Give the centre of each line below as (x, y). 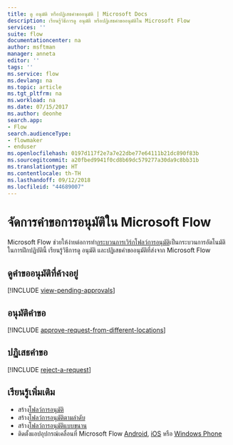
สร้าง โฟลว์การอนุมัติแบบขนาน (52, 425)
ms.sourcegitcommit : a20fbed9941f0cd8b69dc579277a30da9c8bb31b (103, 160)
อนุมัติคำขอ (27, 312)
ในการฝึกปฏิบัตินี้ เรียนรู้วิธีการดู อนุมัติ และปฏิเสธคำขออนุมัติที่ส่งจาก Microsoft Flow (109, 250)
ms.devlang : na (30, 80)
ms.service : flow (33, 74)
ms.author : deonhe (35, 114)
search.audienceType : (40, 134)
